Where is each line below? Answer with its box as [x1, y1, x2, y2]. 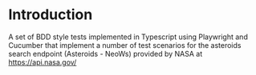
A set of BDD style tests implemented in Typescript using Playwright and [8, 32, 249, 41]
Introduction [8, 6, 93, 24]
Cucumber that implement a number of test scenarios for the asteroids [8, 40, 242, 49]
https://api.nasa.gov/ [8, 57, 77, 67]
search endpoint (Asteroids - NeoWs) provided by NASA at [8, 49, 203, 58]
